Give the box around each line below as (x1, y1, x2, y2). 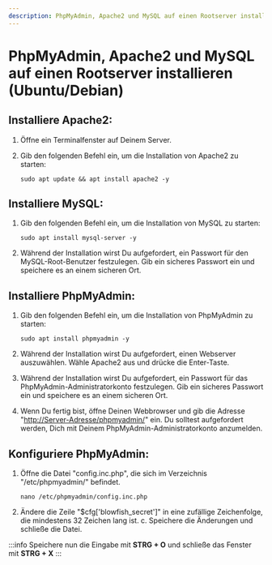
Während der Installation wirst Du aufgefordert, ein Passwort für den (19, 248, 249, 258)
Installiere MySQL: (8, 197, 104, 211)
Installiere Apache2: (8, 113, 113, 127)
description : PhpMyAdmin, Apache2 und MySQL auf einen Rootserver (8, 11, 237, 20)
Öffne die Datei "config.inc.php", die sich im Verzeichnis (19, 469, 208, 478)
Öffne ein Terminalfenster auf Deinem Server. (19, 135, 172, 144)
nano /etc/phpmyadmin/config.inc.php (19, 493, 148, 501)
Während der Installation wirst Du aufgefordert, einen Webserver (19, 349, 236, 359)
